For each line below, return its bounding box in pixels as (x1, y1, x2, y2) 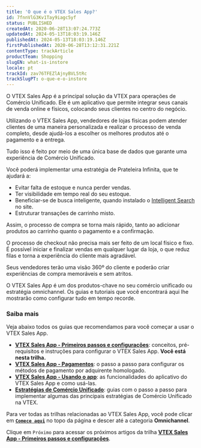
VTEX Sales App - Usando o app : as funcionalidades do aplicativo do (14, 373, 188, 381)
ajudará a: (6, 172, 31, 179)
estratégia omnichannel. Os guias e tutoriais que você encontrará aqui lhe (6, 288, 189, 296)
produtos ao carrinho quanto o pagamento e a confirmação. (6, 228, 155, 235)
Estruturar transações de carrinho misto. (14, 210, 115, 217)
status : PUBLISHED (6, 20, 52, 26)
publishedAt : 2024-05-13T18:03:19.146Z (6, 37, 106, 43)
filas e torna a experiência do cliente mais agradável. (6, 252, 137, 260)
